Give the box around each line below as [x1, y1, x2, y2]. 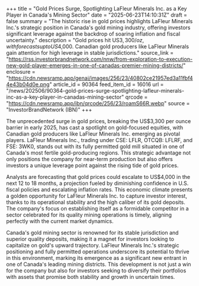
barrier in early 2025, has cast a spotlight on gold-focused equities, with [6, 124, 183, 131]
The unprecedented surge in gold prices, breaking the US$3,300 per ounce [6, 118, 191, 124]
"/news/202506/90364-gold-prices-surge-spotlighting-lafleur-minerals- [6, 87, 185, 94]
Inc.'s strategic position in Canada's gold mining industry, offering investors [6, 24, 191, 31]
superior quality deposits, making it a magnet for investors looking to [6, 235, 174, 243]
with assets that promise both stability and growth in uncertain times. [6, 274, 175, 280]
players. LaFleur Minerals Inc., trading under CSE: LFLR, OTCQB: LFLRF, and [6, 137, 193, 143]
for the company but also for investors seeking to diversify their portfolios [6, 267, 187, 274]
